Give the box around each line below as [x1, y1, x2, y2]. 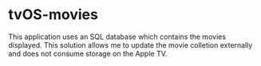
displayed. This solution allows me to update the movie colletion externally [8, 40, 253, 49]
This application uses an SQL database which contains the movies [8, 32, 226, 41]
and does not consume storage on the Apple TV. [8, 49, 168, 58]
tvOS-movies [8, 6, 98, 24]
